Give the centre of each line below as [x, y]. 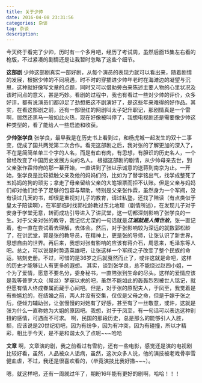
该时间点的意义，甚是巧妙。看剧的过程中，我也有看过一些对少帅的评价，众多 [101, 95]
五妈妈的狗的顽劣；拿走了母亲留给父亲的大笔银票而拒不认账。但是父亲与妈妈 [101, 183]
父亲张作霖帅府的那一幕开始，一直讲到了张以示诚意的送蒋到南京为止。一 [96, 168]
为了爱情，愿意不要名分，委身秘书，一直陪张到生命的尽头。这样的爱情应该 [103, 273]
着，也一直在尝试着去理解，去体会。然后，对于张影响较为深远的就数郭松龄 [98, 228]
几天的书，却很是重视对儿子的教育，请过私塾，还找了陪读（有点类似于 [109, 198]
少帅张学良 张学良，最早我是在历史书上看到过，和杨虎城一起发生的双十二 [96, 138]
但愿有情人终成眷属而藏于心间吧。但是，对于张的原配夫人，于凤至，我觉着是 [101, 288]
